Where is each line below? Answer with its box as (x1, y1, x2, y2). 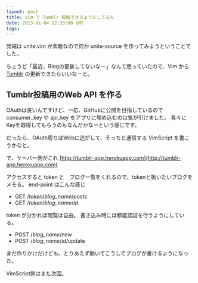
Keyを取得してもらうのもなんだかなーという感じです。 (6, 121, 140, 129)
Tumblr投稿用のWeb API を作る (6, 89, 122, 99)
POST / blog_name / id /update (14, 238, 85, 245)
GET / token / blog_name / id (14, 199, 79, 206)
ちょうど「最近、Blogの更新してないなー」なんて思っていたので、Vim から (6, 63, 190, 70)
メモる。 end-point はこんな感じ (6, 181, 86, 188)
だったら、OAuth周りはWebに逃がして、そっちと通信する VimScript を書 (6, 134, 185, 141)
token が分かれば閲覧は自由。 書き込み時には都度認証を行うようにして (6, 212, 180, 219)
